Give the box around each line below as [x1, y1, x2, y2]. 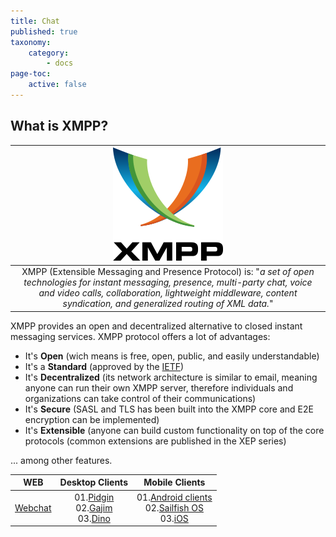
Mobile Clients [143, 476, 206, 489]
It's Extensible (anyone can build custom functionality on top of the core [24, 424, 325, 436]
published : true [10, 26, 78, 37]
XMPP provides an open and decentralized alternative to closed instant [10, 320, 303, 332]
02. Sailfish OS [144, 501, 204, 514]
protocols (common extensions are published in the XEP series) [24, 435, 287, 447]
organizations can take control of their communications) [24, 392, 257, 404]
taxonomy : [10, 37, 52, 47]
